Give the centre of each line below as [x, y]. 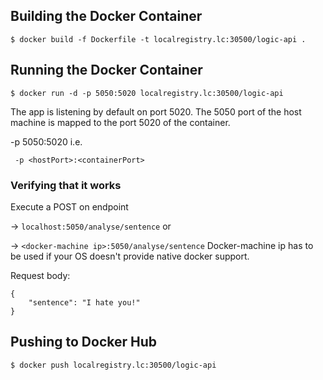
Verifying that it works [66, 185]
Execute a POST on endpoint [69, 206]
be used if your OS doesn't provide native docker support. [130, 256]
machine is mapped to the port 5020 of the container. [120, 122]
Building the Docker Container [106, 16]
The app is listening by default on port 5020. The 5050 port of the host [156, 111]
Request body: [40, 275]
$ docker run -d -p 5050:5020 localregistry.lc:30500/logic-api [147, 93]
